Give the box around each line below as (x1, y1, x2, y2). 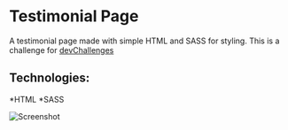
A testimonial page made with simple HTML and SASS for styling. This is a (9, 35, 280, 46)
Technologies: (9, 71, 90, 86)
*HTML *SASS (9, 94, 65, 104)
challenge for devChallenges (9, 44, 114, 55)
